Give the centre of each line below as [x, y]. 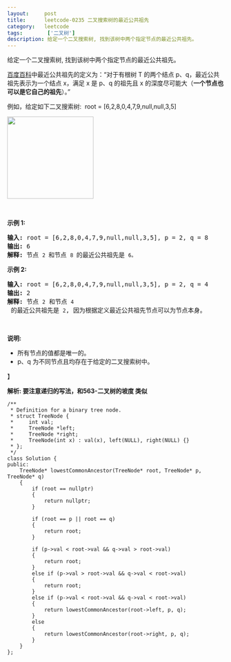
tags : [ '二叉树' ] [41, 33]
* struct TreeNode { [40, 416]
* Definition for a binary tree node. [66, 410]
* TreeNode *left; [43, 429]
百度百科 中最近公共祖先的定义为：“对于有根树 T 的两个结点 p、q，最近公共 [113, 75]
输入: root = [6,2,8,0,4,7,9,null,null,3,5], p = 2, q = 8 [108, 238]
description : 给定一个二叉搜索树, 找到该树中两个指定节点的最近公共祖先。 [102, 39]
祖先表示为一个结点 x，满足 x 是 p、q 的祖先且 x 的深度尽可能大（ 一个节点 [112, 83]
